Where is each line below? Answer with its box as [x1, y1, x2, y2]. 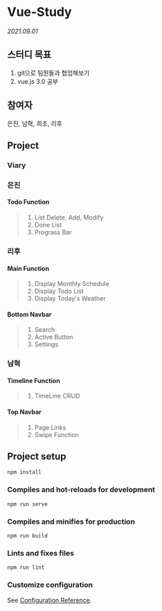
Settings [34, 340, 59, 348]
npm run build [7, 533, 48, 540]
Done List [34, 221, 62, 229]
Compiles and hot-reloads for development [7, 485, 156, 495]
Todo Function [7, 198, 50, 206]
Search [34, 326, 55, 334]
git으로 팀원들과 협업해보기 [17, 69, 90, 77]
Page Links [34, 423, 66, 432]
